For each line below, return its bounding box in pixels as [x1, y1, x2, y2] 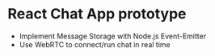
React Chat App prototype [7, 5, 187, 23]
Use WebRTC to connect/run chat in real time [19, 39, 171, 49]
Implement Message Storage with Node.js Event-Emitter [19, 31, 207, 41]
